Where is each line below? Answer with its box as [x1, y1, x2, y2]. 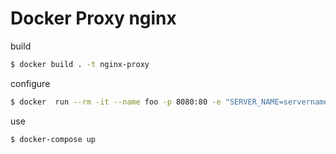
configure [10, 77, 51, 89]
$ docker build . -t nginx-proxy [10, 59, 150, 69]
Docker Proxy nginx [10, 7, 177, 30]
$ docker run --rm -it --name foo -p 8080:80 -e [10, 97, 222, 107]
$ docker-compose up [10, 134, 97, 144]
